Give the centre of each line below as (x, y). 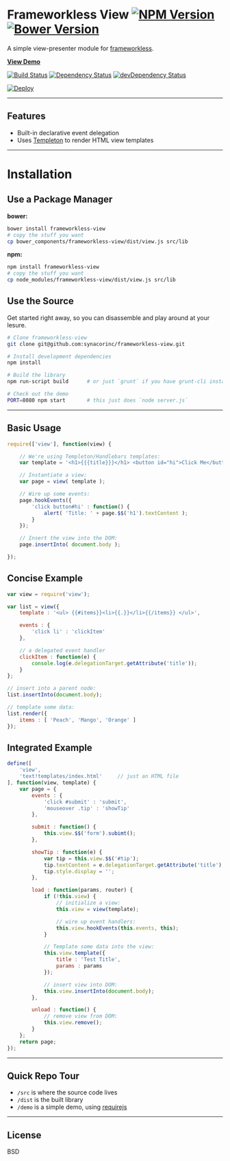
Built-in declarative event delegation (68, 133)
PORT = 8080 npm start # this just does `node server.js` (98, 400)
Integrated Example (50, 747)
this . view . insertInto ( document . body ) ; (99, 991)
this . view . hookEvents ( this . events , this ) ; (117, 928)
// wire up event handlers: (96, 921)
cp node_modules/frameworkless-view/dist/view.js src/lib (91, 280)
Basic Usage (34, 428)
